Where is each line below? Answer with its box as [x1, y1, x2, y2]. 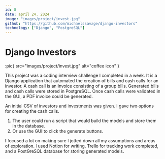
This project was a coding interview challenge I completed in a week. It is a [5, 72, 158, 79]
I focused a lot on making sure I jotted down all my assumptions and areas [5, 138, 156, 144]
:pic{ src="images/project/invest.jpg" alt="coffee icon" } [5, 63, 120, 69]
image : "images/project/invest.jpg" [5, 16, 80, 21]
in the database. [12, 123, 45, 129]
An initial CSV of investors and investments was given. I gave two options [5, 103, 154, 109]
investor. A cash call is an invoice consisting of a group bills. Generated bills [5, 83, 159, 89]
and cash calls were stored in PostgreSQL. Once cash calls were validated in [5, 88, 161, 94]
